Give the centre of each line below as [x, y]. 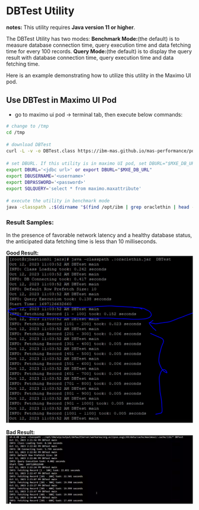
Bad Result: [21, 432]
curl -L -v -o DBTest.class [41, 151]
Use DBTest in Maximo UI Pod [61, 100]
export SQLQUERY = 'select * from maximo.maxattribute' [74, 188]
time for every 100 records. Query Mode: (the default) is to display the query [99, 51]
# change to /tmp [28, 126]
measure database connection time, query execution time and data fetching [99, 45]
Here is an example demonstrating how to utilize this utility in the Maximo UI [99, 75]
